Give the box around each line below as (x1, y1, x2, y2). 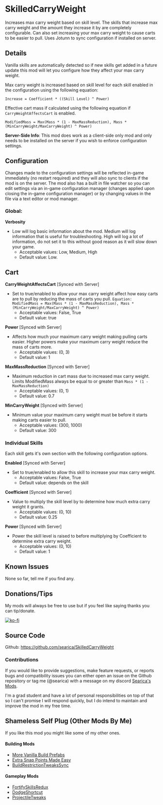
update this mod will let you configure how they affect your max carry (5, 67, 144, 73)
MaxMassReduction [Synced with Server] (5, 364, 90, 370)
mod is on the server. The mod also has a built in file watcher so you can (5, 180, 150, 186)
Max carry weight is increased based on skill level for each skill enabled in (5, 82, 153, 88)
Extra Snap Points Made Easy (12, 757, 71, 763)
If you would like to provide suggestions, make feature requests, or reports (5, 667, 154, 673)
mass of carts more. (12, 344, 52, 350)
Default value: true (19, 315, 57, 320)
